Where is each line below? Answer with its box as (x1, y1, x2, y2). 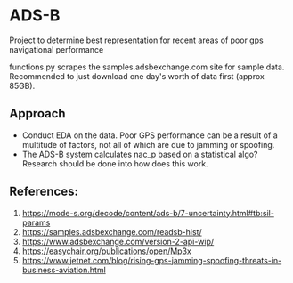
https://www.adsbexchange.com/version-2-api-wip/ (21, 236, 215, 247)
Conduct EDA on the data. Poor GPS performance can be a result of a (21, 130, 278, 141)
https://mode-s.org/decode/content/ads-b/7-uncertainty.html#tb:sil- (21, 207, 274, 218)
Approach (9, 106, 66, 121)
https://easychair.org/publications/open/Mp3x (21, 246, 191, 256)
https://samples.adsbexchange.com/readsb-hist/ (21, 226, 202, 237)
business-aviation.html (21, 264, 107, 275)
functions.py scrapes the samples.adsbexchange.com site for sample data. (9, 61, 285, 72)
